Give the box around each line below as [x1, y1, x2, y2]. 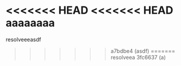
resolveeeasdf [5, 36, 42, 43]
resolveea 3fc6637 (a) [110, 54, 167, 61]
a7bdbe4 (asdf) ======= [110, 47, 176, 54]
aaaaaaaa [5, 16, 56, 30]
